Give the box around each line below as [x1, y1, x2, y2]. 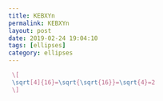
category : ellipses [8, 49, 74, 57]
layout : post [8, 26, 52, 34]
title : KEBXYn [8, 11, 56, 20]
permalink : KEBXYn [8, 19, 70, 27]
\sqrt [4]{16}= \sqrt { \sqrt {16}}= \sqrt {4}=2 [11, 78, 156, 87]
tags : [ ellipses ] [8, 42, 66, 50]
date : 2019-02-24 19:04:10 [8, 34, 98, 42]
